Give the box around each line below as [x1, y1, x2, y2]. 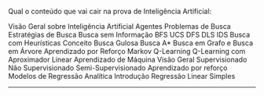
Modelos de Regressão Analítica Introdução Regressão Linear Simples [8, 72, 236, 80]
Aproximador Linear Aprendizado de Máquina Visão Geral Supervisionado [8, 55, 247, 64]
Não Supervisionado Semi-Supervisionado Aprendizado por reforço [8, 63, 228, 73]
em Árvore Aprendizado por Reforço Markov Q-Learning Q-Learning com [8, 47, 246, 55]
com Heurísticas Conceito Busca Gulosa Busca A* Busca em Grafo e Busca [8, 38, 254, 48]
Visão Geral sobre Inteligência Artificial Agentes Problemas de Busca [8, 22, 232, 30]
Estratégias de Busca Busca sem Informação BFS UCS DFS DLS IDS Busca [8, 30, 251, 39]
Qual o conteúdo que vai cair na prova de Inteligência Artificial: [8, 7, 212, 16]
